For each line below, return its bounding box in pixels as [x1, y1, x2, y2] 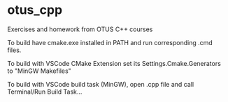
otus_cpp [7, 2, 63, 18]
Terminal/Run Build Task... [7, 87, 83, 96]
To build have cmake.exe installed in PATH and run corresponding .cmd [7, 38, 213, 46]
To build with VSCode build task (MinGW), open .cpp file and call [7, 80, 194, 88]
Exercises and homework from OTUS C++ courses [7, 25, 153, 33]
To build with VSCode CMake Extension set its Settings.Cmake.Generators [7, 59, 222, 67]
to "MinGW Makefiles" [7, 67, 71, 75]
